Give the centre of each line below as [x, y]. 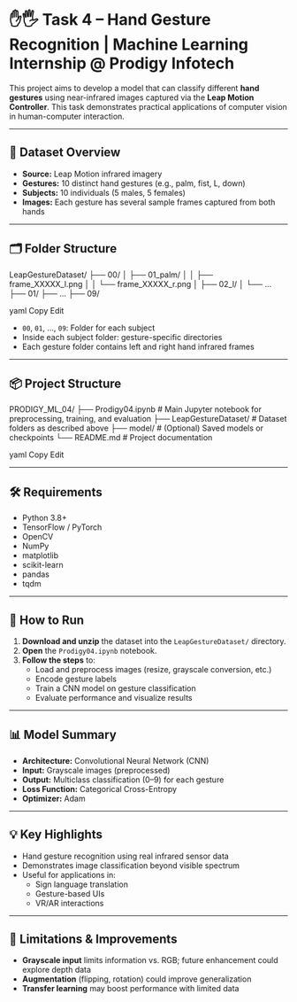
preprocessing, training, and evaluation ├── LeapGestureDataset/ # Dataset [148, 419]
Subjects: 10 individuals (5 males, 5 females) [103, 192]
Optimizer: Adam [53, 798]
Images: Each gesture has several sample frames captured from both [148, 202]
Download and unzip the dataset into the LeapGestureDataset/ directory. [154, 641]
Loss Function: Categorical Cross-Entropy [99, 788]
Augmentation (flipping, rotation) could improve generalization [137, 979]
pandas [36, 574]
